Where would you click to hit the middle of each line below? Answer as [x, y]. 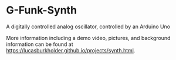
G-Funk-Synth [42, 10]
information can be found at [40, 44]
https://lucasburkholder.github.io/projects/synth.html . [71, 50]
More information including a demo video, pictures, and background [88, 38]
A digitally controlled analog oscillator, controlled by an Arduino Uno [88, 26]
